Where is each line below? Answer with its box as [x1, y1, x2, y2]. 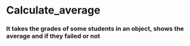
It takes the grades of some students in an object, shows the [6, 25, 185, 33]
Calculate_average [6, 4, 101, 17]
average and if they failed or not [6, 32, 100, 40]
